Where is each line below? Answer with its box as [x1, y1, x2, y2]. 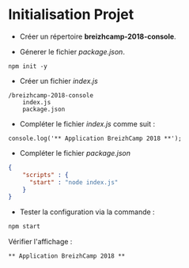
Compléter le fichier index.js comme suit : [19, 119, 156, 128]
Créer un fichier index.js [19, 76, 99, 85]
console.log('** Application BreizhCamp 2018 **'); [8, 134, 182, 142]
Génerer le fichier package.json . [19, 47, 125, 56]
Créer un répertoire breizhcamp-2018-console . [19, 32, 176, 41]
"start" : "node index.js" [28, 178, 119, 187]
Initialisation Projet [8, 6, 134, 24]
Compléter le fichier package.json [19, 148, 131, 157]
